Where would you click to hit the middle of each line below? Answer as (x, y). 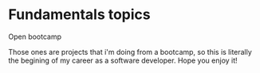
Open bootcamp (35, 36)
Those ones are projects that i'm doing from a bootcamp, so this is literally (130, 52)
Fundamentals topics (80, 15)
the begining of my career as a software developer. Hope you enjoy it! (123, 60)
